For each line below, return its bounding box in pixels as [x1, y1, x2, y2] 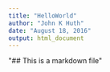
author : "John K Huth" [8, 19, 84, 27]
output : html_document [8, 34, 84, 42]
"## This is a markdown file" [8, 56, 103, 66]
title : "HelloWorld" [8, 11, 78, 20]
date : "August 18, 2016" [8, 26, 92, 34]
